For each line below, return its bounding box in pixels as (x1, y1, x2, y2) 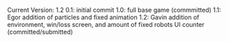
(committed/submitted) (7, 28, 73, 36)
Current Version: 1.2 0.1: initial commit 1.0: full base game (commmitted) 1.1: (7, 6, 221, 14)
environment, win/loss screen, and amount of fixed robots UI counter (7, 21, 205, 28)
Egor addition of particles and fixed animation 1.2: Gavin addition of (7, 13, 199, 21)
